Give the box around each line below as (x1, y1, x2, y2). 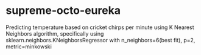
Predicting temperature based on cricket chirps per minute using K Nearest (5, 24, 194, 31)
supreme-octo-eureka (5, 4, 121, 18)
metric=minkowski (5, 43, 52, 50)
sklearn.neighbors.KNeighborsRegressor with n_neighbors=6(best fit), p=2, (5, 36, 196, 44)
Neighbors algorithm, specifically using (5, 30, 104, 37)
